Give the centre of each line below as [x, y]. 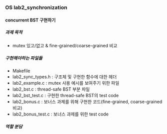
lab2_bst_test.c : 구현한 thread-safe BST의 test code [65, 96]
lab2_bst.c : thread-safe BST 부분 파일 [51, 89]
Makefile [21, 71]
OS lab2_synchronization [36, 7]
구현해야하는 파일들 [24, 58]
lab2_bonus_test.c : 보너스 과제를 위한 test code [60, 114]
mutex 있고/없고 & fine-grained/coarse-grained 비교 [65, 46]
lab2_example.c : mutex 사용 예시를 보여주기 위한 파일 [66, 83]
